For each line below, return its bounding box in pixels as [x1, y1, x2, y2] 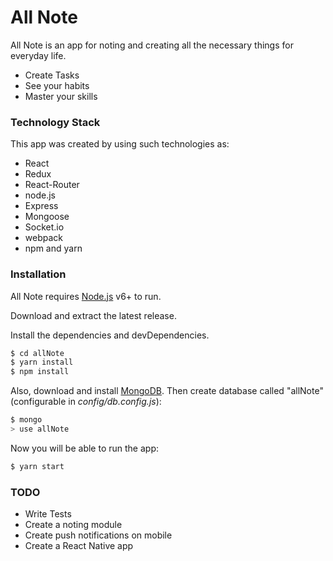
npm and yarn [24, 242, 83, 255]
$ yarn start [10, 461, 65, 471]
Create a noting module [24, 519, 123, 531]
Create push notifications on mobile [24, 529, 173, 541]
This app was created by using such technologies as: [10, 138, 230, 150]
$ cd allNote [10, 348, 65, 358]
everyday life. [10, 49, 67, 61]
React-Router [24, 179, 80, 191]
